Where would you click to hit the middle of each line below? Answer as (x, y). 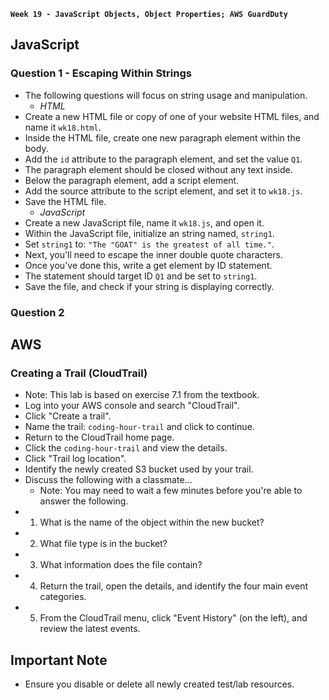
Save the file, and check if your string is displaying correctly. (149, 286)
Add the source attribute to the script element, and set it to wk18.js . (163, 191)
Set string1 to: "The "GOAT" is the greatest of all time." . (149, 244)
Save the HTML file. (65, 201)
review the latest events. (90, 629)
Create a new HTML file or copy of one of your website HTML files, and (172, 116)
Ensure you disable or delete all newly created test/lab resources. (159, 684)
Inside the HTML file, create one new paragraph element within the (162, 137)
